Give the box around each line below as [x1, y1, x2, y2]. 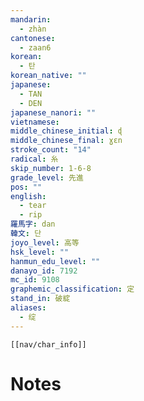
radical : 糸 [10, 154, 59, 164]
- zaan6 [19, 42, 52, 53]
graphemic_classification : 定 [10, 284, 135, 295]
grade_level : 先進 [10, 172, 84, 183]
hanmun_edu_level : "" [10, 256, 101, 266]
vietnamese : [10, 117, 60, 127]
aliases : [10, 303, 47, 313]
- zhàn [19, 24, 47, 34]
